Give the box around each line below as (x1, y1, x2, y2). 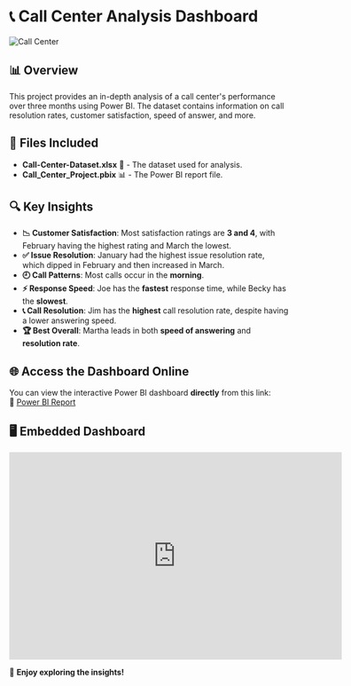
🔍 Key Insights (9, 199, 94, 214)
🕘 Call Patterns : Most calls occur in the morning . (21, 270, 205, 280)
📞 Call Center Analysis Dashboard (9, 6, 259, 27)
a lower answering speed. (21, 315, 117, 326)
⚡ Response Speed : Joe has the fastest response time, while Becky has (21, 283, 286, 294)
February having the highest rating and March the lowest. (21, 240, 232, 251)
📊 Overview (9, 63, 79, 78)
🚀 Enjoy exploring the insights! (9, 666, 124, 677)
